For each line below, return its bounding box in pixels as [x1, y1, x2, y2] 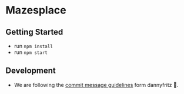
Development [5, 66, 56, 76]
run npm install [14, 42, 53, 49]
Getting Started [5, 27, 63, 37]
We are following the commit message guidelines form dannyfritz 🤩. [14, 81, 179, 88]
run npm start [14, 49, 48, 56]
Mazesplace [5, 4, 66, 17]
